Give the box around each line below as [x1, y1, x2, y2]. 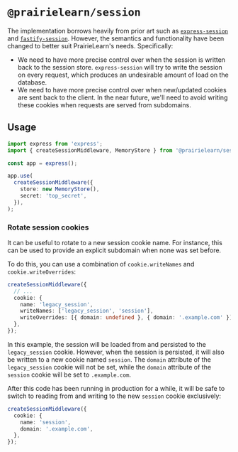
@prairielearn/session [7, 6, 141, 19]
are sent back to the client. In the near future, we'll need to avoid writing [17, 93, 228, 102]
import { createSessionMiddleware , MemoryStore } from [7, 146, 173, 154]
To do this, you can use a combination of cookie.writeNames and [7, 259, 195, 268]
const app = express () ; [7, 159, 78, 167]
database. [17, 77, 47, 87]
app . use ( [7, 173, 33, 180]
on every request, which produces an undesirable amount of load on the [17, 70, 229, 79]
